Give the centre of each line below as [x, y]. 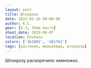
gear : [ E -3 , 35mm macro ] [30, 28]
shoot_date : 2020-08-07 [30, 33]
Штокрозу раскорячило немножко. [42, 60]
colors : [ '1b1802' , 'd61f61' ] [36, 42]
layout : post [18, 10]
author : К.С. [18, 23]
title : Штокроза [22, 14]
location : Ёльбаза [24, 37]
